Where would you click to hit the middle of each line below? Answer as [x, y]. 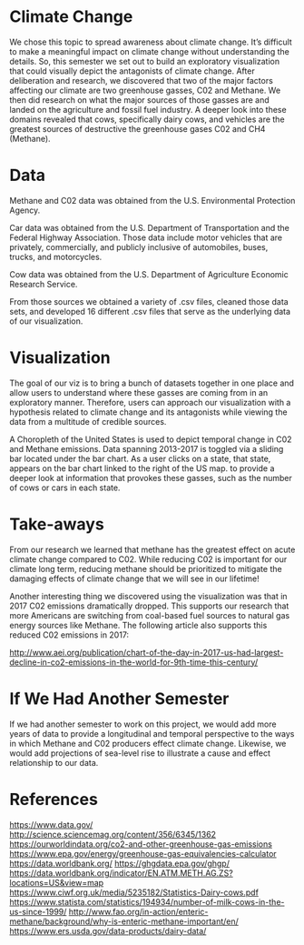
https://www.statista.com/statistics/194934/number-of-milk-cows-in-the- [147, 901]
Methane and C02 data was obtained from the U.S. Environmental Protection [152, 200]
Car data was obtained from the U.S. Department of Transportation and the [150, 227]
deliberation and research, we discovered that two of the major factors [142, 80]
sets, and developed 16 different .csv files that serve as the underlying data [150, 311]
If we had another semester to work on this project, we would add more [143, 724]
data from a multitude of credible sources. [88, 421]
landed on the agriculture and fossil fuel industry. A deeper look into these [148, 109]
